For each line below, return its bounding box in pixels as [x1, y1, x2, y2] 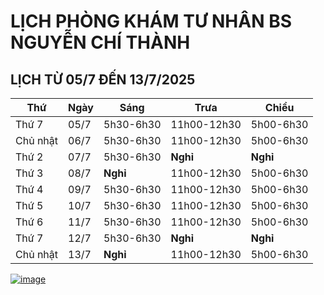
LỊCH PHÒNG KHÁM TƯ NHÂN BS [10, 10, 293, 33]
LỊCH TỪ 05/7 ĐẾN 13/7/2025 [10, 71, 196, 88]
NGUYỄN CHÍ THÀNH [10, 31, 191, 54]
